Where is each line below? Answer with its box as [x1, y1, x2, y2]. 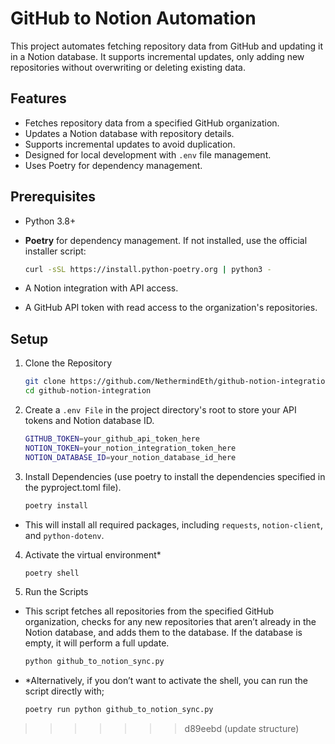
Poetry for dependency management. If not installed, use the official [24, 234, 308, 246]
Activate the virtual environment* [24, 548, 162, 561]
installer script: [24, 245, 87, 257]
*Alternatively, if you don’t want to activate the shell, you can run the [24, 675, 308, 687]
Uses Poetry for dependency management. [24, 159, 203, 171]
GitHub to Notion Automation [10, 7, 257, 30]
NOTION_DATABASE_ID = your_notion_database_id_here [24, 452, 237, 462]
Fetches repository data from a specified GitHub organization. [24, 117, 280, 129]
